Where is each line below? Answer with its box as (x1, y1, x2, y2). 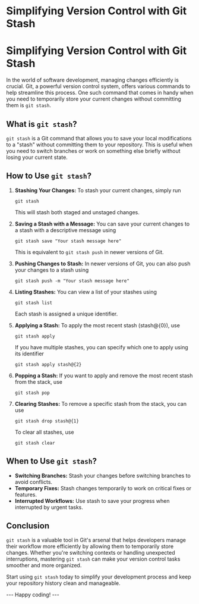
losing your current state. (6, 154, 68, 161)
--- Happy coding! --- (6, 591, 59, 599)
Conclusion (6, 521, 50, 531)
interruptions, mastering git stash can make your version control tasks (6, 555, 181, 563)
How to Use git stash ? (6, 171, 92, 181)
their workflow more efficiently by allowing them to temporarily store (6, 543, 174, 550)
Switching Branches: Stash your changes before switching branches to (14, 472, 191, 479)
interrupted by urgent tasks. (14, 503, 83, 511)
